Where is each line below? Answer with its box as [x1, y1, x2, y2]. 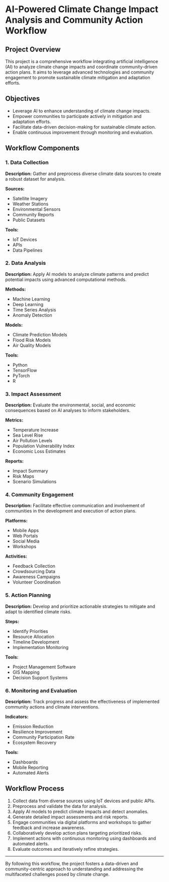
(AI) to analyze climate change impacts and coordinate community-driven [5, 64, 157, 70]
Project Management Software [12, 664, 76, 670]
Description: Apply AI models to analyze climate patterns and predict [5, 271, 149, 277]
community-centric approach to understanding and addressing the [5, 866, 143, 872]
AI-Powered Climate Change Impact [5, 4, 158, 15]
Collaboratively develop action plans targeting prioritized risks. [12, 830, 142, 836]
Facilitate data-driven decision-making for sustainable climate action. [12, 124, 156, 130]
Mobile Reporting [12, 764, 49, 770]
